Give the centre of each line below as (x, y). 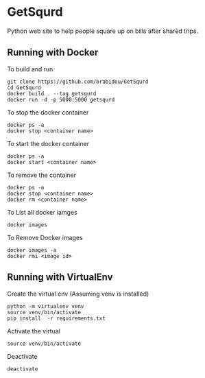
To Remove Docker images (45, 237)
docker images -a (32, 250)
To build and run (30, 69)
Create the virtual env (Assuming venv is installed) (78, 294)
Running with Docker (53, 52)
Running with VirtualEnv (60, 277)
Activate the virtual (34, 331)
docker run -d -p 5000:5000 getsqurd (61, 99)
